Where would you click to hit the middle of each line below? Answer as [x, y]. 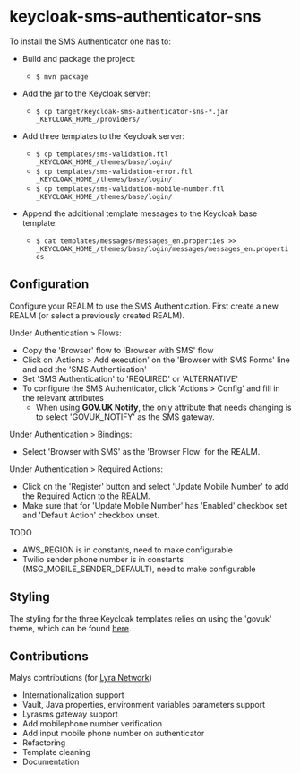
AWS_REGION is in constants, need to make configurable [127, 550]
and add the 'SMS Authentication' [85, 369]
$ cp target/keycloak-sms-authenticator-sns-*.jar [132, 111]
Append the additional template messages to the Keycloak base [140, 213]
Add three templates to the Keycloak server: [103, 135]
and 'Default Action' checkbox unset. [90, 515]
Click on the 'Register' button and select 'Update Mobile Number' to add [155, 486]
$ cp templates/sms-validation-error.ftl [114, 171]
